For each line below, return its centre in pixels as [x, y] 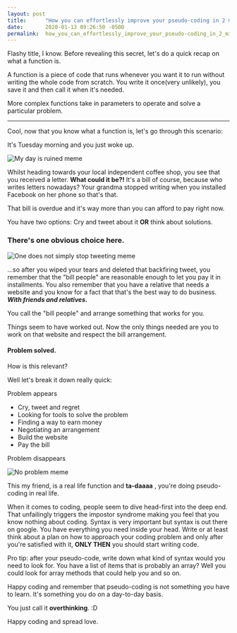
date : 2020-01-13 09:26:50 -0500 [66, 27]
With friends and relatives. [48, 299]
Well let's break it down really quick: [60, 380]
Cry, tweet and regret [48, 407]
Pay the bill [34, 445]
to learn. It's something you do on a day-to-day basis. [85, 594]
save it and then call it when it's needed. [66, 90]
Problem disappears [36, 458]
